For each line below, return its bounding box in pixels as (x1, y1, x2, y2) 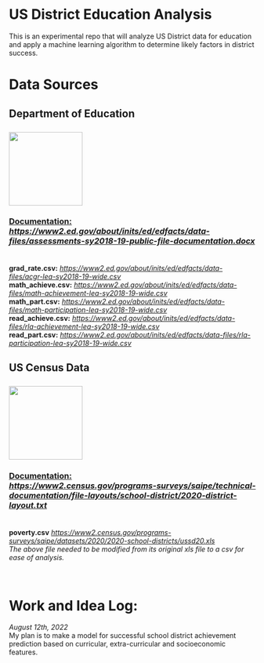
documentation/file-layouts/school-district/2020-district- (9, 490, 237, 501)
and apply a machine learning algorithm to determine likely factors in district (9, 39, 255, 49)
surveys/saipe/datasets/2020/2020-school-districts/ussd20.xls (9, 536, 215, 545)
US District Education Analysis (9, 5, 212, 24)
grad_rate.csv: (9, 263, 58, 272)
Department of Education (9, 107, 136, 120)
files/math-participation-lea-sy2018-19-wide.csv (9, 304, 168, 315)
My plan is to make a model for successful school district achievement (9, 631, 237, 640)
